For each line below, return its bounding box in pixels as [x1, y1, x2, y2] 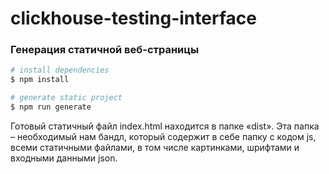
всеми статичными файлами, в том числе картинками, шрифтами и [10, 141, 300, 153]
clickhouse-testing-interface [10, 7, 257, 30]
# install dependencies [10, 65, 110, 76]
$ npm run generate [10, 102, 92, 112]
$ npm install [10, 75, 70, 85]
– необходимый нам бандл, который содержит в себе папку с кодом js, [10, 130, 317, 142]
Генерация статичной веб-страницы [10, 43, 200, 57]
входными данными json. [10, 152, 118, 164]
